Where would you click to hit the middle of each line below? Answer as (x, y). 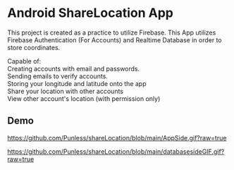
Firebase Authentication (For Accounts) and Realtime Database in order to (115, 40)
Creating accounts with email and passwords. (74, 68)
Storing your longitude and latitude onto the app (77, 83)
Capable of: (24, 61)
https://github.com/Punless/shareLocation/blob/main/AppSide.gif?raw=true (117, 138)
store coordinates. (34, 47)
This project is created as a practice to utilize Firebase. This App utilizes (112, 32)
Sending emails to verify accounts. (57, 76)
